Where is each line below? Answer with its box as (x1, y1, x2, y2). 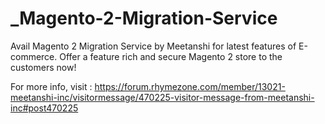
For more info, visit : (10, 80, 93, 92)
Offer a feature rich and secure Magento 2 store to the (59, 50, 283, 62)
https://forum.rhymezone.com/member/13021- (94, 80, 286, 92)
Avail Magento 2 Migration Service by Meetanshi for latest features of (10, 40, 297, 52)
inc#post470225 (10, 102, 79, 114)
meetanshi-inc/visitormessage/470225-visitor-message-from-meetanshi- (10, 91, 315, 103)
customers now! (10, 61, 77, 73)
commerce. (10, 50, 58, 62)
